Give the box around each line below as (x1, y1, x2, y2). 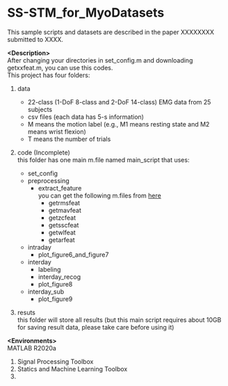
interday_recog (38, 273, 81, 281)
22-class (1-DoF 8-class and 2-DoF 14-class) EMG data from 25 (27, 97, 211, 106)
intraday (27, 243, 52, 251)
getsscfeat (48, 220, 79, 229)
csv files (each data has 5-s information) (27, 113, 145, 121)
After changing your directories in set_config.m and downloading (7, 56, 193, 64)
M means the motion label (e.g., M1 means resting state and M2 (27, 120, 210, 128)
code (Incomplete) (17, 148, 71, 156)
